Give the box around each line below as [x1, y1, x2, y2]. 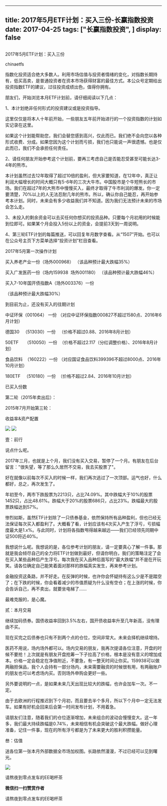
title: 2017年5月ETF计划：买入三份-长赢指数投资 [5, 16, 154, 24]
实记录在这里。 [5, 122, 36, 128]
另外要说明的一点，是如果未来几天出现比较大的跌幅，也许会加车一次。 [5, 681, 149, 687]
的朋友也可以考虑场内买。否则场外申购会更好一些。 [5, 670, 110, 676]
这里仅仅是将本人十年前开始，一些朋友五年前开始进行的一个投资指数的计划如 [5, 115, 162, 121]
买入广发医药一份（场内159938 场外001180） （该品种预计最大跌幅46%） [5, 269, 158, 275]
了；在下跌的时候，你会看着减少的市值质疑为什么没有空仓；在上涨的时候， [5, 579, 158, 585]
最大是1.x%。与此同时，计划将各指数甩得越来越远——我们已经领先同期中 [9, 527, 159, 533]
